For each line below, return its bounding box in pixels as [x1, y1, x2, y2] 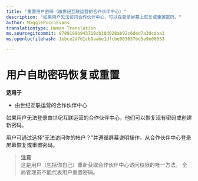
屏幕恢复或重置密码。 [6, 141, 58, 148]
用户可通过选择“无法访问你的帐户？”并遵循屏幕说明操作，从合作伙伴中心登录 [6, 134, 192, 141]
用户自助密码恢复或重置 [6, 68, 120, 82]
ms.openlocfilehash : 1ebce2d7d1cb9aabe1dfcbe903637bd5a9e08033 [6, 36, 165, 42]
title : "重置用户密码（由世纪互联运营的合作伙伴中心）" [6, 8, 127, 15]
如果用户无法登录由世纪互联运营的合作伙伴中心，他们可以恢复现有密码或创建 [6, 114, 192, 121]
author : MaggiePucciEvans [6, 19, 70, 25]
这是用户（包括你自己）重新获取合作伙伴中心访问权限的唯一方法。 [20, 161, 181, 168]
